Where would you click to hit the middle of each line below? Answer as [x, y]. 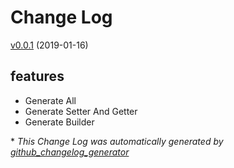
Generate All [50, 100]
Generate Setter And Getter [81, 111]
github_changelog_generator [70, 152]
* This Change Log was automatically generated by [117, 141]
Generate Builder [59, 122]
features [37, 76]
